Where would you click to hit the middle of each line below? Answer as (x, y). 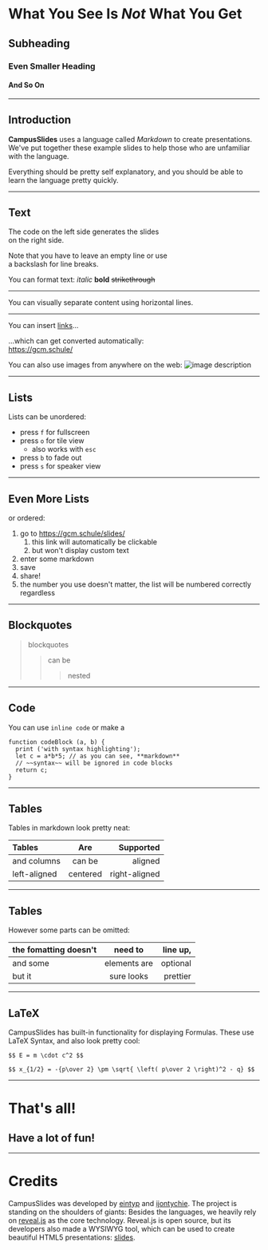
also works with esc (64, 449)
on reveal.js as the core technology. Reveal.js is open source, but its (120, 1220)
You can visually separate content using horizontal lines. (101, 303)
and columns (37, 861)
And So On (26, 85)
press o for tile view (52, 441)
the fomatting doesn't (55, 950)
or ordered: (27, 518)
